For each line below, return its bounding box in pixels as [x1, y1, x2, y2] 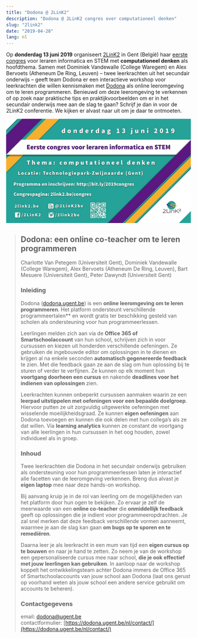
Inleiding [20, 286, 46, 295]
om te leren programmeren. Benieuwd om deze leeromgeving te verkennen [6, 89, 188, 96]
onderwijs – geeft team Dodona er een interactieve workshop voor [6, 76, 166, 83]
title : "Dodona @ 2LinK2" [6, 9, 69, 15]
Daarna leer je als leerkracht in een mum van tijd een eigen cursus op [20, 542, 189, 549]
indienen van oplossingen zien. [20, 379, 98, 387]
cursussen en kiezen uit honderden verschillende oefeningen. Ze [20, 342, 178, 349]
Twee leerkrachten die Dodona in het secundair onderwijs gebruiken [20, 463, 186, 470]
